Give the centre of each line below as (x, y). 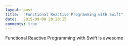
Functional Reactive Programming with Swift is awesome (64, 38)
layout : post (19, 10)
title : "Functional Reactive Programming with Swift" (64, 14)
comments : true (21, 24)
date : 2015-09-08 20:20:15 (36, 19)
